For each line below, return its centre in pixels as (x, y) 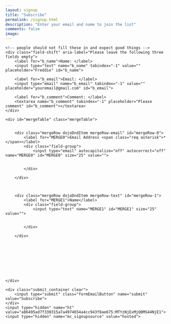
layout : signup (22, 10)
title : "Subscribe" (26, 15)
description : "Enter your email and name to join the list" (71, 24)
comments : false (23, 29)
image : (12, 34)
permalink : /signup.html (32, 19)
